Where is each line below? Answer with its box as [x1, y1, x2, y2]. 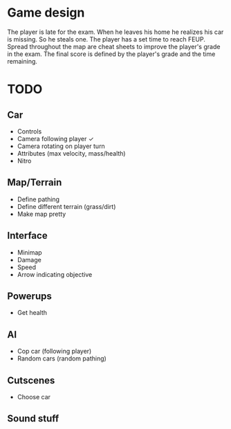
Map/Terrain [7, 176, 62, 188]
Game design [7, 5, 85, 21]
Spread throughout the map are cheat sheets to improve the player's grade [7, 42, 221, 51]
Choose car [17, 393, 50, 401]
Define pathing [17, 195, 60, 203]
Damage [17, 255, 41, 264]
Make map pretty [17, 210, 66, 218]
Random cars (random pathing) [17, 354, 107, 363]
